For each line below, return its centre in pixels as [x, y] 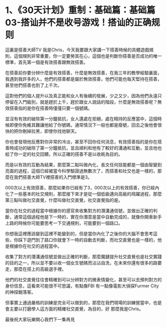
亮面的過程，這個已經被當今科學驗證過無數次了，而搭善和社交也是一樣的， [81, 171]
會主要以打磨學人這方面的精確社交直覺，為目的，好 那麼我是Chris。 [74, 309]
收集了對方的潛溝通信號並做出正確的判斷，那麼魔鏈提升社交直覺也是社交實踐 [83, 256]
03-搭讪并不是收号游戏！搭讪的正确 [78, 23]
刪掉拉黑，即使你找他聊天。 [51, 131]
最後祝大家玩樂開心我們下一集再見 [40, 319]
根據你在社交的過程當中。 [36, 246]
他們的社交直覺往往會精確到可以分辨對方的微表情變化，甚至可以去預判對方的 [83, 279]
